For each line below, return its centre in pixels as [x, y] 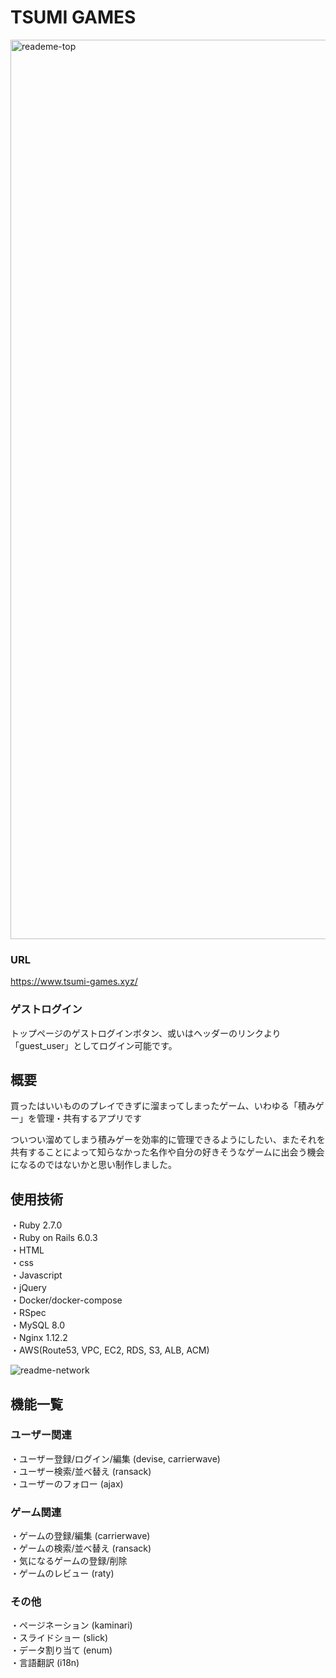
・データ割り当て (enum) [61, 1650]
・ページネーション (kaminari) [71, 1625]
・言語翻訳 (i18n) [45, 1663]
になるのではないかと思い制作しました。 [93, 1165]
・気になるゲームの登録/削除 [69, 1561]
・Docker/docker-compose [66, 1300]
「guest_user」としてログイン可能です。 [94, 1045]
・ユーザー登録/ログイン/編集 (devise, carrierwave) [115, 1458]
